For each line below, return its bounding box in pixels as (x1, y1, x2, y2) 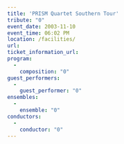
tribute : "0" (7, 17, 45, 24)
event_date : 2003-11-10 (7, 23, 76, 30)
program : (7, 55, 33, 62)
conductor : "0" (19, 126, 64, 133)
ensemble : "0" (19, 107, 60, 114)
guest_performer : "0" (19, 87, 82, 94)
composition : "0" (19, 68, 70, 75)
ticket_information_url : (7, 49, 79, 56)
